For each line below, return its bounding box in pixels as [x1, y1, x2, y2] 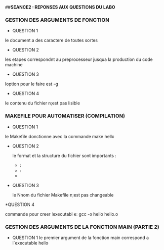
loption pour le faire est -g [5, 81, 58, 87]
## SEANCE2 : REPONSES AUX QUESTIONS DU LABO [5, 4, 115, 10]
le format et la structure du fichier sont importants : [12, 152, 117, 158]
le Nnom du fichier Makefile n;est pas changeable [12, 192, 114, 198]
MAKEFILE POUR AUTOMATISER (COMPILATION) [5, 112, 125, 119]
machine [5, 62, 23, 68]
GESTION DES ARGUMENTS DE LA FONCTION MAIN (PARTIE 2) [5, 223, 160, 230]
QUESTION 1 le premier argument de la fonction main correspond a [12, 235, 149, 241]
